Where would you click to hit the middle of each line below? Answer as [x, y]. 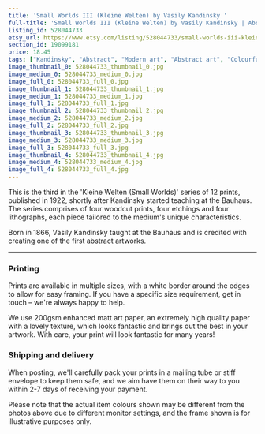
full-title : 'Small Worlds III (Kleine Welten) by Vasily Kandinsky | [127, 23]
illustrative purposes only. [50, 421]
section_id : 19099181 [44, 45]
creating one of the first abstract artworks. [77, 241]
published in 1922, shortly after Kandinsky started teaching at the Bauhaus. [130, 200]
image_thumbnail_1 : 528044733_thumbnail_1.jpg [86, 89]
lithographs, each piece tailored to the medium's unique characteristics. [125, 217]
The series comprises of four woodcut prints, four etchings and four [119, 209]
